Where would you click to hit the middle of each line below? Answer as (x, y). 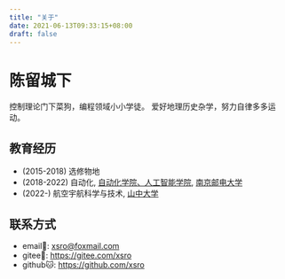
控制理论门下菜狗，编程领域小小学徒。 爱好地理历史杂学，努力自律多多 (139, 106)
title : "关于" (34, 17)
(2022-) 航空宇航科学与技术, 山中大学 (90, 194)
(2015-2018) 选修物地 (61, 171)
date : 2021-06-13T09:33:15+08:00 (71, 26)
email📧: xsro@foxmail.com (71, 245)
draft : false (33, 34)
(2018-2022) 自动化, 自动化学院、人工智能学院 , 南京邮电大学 (132, 182)
